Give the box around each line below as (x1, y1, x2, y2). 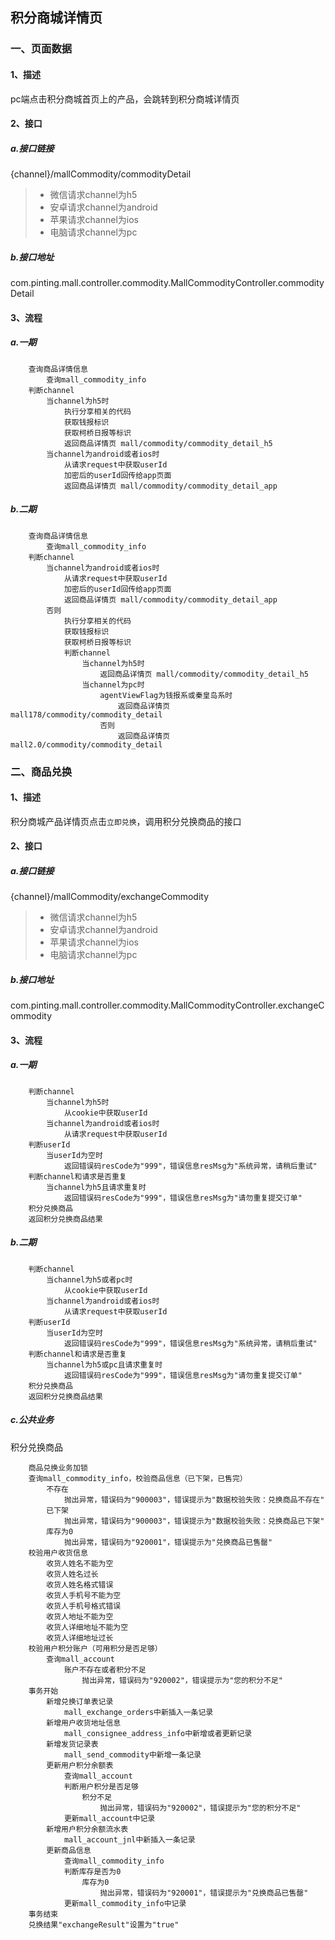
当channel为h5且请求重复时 (46, 1182, 147, 1192)
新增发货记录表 (46, 1739, 99, 1749)
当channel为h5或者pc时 (46, 1274, 133, 1285)
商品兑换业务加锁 (28, 1463, 88, 1473)
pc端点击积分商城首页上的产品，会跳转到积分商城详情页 (10, 93, 240, 105)
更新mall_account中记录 (63, 1813, 156, 1823)
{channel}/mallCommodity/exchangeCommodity (10, 891, 210, 903)
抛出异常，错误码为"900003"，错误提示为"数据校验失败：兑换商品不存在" (63, 1494, 325, 1505)
